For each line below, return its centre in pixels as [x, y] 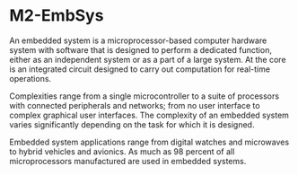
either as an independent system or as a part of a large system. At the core [148, 59]
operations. [31, 78]
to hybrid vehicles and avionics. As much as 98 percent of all [122, 151]
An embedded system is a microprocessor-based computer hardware [138, 40]
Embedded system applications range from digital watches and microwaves [149, 142]
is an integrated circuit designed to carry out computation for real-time [140, 69]
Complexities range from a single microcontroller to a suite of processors [145, 96]
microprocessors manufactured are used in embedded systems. [128, 161]
